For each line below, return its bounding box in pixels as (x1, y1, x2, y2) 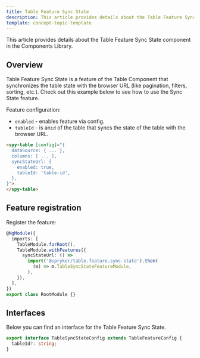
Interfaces (6, 308, 46, 318)
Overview (6, 60, 43, 70)
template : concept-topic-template (6, 20, 92, 26)
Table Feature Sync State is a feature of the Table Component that (6, 76, 168, 83)
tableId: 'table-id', (17, 169, 70, 176)
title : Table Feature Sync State (6, 8, 89, 15)
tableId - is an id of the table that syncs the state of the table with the (14, 124, 186, 131)
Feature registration (6, 203, 82, 213)
